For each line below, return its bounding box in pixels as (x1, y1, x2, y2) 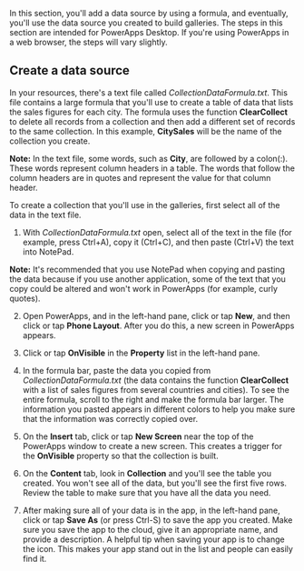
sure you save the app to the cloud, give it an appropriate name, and (22, 524, 279, 535)
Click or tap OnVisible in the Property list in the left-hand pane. (22, 347, 260, 358)
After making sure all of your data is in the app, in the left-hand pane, (22, 505, 280, 516)
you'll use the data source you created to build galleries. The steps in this (9, 17, 283, 28)
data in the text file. (9, 209, 82, 220)
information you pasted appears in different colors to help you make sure (22, 404, 296, 415)
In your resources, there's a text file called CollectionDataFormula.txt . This (9, 86, 289, 98)
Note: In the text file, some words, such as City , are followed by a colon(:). (9, 153, 289, 164)
